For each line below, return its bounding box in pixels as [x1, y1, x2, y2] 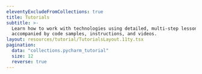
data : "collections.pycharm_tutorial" [11, 48, 109, 54]
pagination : [6, 42, 36, 48]
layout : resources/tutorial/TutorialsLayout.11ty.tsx [6, 36, 144, 42]
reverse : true [11, 58, 47, 64]
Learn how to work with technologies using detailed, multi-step [11, 25, 179, 32]
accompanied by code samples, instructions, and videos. [11, 31, 158, 37]
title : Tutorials [6, 14, 50, 20]
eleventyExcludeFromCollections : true [6, 8, 103, 15]
